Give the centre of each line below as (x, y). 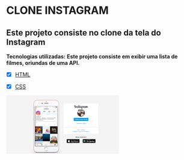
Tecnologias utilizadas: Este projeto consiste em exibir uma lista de (92, 57)
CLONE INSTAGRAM (57, 11)
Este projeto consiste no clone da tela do (84, 33)
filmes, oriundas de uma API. (43, 63)
